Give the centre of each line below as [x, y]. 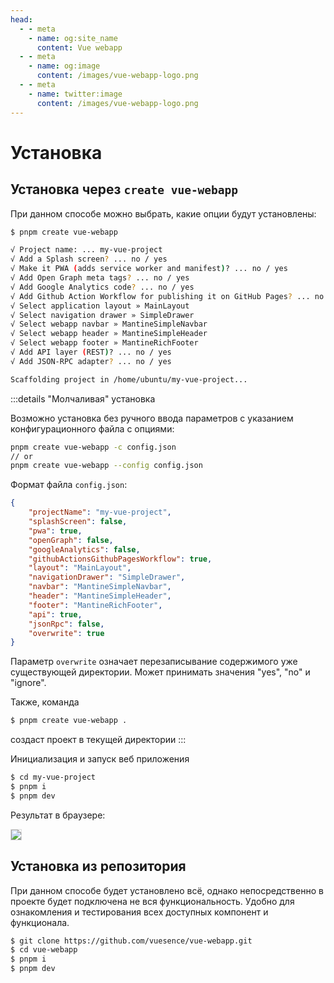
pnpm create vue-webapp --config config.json [106, 466]
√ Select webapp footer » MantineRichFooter [104, 343]
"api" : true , [55, 614]
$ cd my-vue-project [53, 777]
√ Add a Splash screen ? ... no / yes [89, 259]
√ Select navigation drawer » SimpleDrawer [102, 315]
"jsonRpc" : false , [66, 624]
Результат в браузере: [58, 815]
